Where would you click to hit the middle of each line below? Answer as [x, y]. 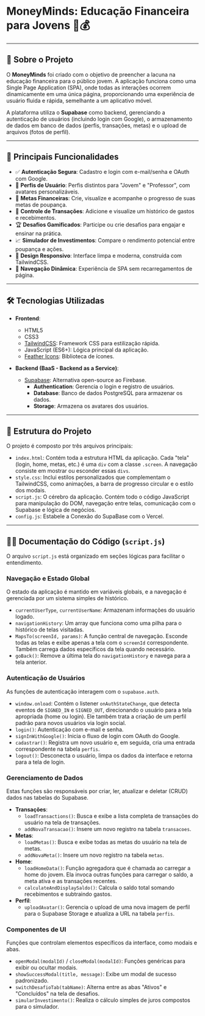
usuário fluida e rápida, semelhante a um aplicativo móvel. [79, 100]
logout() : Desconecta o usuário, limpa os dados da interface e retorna [104, 755]
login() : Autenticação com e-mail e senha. [69, 729]
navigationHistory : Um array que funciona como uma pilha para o [98, 623]
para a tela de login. [40, 762]
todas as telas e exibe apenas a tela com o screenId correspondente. [102, 643]
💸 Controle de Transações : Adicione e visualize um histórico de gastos [105, 211]
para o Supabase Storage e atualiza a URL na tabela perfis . [99, 913]
